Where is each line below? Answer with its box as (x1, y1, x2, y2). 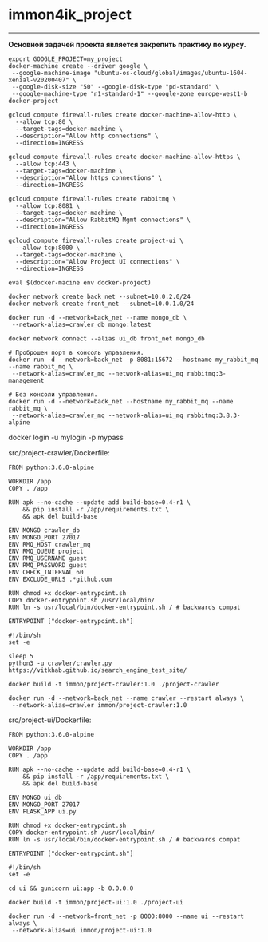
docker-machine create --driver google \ (8, 62, 148, 70)
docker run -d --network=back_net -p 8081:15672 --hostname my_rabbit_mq (8, 356, 259, 364)
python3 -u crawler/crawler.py (8, 659, 112, 667)
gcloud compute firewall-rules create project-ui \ (8, 236, 183, 244)
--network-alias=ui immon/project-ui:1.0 (11, 926, 152, 934)
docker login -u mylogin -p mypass (8, 432, 124, 442)
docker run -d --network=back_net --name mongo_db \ (8, 313, 187, 321)
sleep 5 (8, 652, 34, 660)
